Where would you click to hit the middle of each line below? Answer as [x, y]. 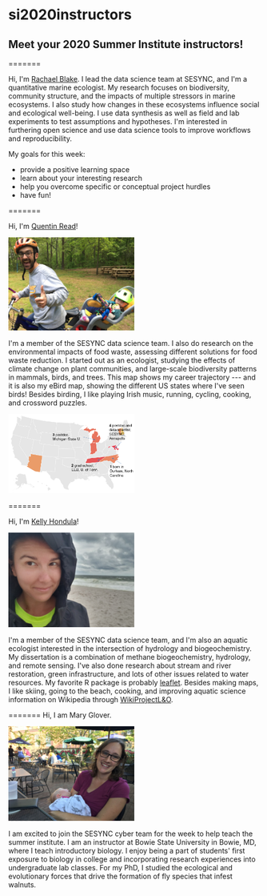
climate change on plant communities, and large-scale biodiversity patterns [133, 368]
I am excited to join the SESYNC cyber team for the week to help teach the [131, 834]
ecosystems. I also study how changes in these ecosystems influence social [134, 104]
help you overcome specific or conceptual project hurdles [115, 187]
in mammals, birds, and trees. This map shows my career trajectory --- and [132, 377]
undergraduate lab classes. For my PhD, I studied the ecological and [121, 867]
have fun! [36, 195]
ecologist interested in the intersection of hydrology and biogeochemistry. [130, 648]
